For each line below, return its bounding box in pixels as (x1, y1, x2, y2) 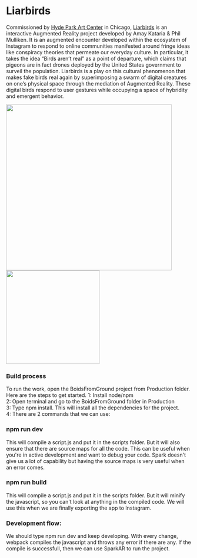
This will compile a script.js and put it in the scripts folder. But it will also (6, 438, 181, 446)
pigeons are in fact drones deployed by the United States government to (6, 61, 181, 68)
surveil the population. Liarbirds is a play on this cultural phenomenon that (6, 67, 186, 74)
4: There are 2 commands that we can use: (6, 411, 111, 418)
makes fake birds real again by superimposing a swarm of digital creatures (6, 74, 187, 81)
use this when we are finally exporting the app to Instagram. (6, 504, 152, 511)
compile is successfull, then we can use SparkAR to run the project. (6, 545, 171, 552)
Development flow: (6, 519, 62, 527)
